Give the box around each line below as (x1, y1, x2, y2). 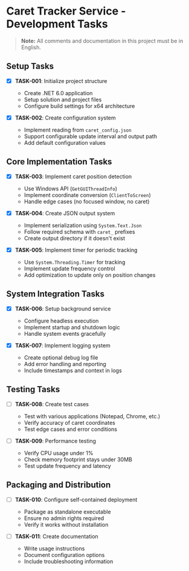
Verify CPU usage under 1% (24, 449, 94, 456)
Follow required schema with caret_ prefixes (24, 228, 135, 235)
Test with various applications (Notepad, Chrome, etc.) (24, 412, 161, 419)
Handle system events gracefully (24, 330, 106, 337)
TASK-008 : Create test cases (14, 400, 89, 407)
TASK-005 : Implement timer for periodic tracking (14, 246, 138, 253)
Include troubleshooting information (24, 558, 114, 565)
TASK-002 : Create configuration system (14, 114, 116, 121)
